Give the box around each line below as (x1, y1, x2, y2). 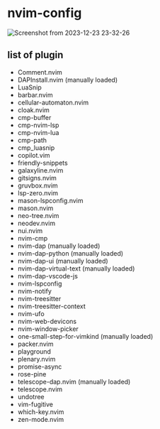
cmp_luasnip (17, 143, 55, 152)
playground (17, 347, 52, 356)
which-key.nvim (17, 407, 64, 416)
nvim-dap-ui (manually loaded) (17, 256, 108, 265)
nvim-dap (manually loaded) (17, 241, 101, 250)
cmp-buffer (17, 113, 52, 121)
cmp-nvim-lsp (17, 121, 59, 129)
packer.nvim (17, 340, 54, 348)
